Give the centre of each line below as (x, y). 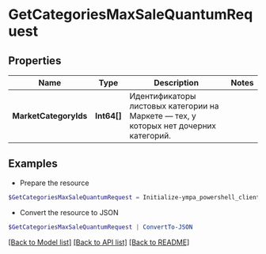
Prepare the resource (54, 183)
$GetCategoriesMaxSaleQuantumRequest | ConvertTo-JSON (101, 227)
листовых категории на (174, 106)
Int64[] (108, 116)
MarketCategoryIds (50, 116)
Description (177, 83)
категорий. (150, 136)
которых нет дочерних (173, 126)
